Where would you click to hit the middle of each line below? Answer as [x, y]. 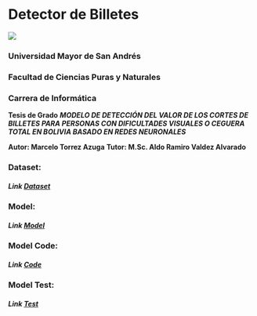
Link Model [27, 225]
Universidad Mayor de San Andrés [74, 56]
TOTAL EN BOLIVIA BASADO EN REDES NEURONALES [97, 132]
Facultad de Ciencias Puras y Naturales [84, 77]
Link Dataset [29, 186]
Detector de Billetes [74, 15]
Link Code [25, 264]
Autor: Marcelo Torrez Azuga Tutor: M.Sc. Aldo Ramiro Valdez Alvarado [127, 147]
